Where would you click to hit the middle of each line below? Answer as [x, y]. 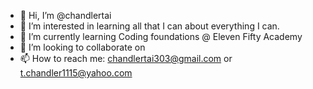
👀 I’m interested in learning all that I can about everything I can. [149, 26]
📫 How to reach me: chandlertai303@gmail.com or [126, 58]
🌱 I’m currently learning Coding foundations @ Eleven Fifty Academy [161, 36]
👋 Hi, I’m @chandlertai [65, 15]
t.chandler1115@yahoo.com [76, 73]
